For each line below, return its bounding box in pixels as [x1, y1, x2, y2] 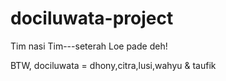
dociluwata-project [10, 7, 174, 30]
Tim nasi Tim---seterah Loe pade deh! [10, 40, 168, 52]
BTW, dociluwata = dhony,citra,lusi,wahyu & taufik [10, 59, 217, 71]
